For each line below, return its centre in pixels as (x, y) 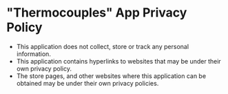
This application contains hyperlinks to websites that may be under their (118, 61)
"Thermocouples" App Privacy (97, 13)
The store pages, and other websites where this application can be (111, 76)
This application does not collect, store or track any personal (103, 46)
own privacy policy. (44, 68)
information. (33, 54)
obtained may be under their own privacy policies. (87, 83)
